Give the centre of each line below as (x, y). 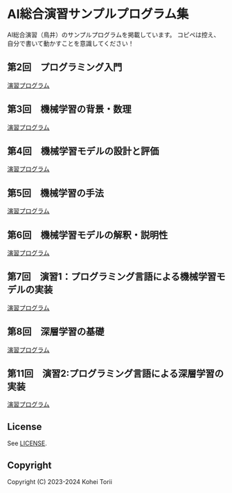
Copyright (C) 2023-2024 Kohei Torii (60, 482)
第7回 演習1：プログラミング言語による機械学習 (112, 277)
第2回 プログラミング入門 (65, 68)
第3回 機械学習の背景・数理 (69, 109)
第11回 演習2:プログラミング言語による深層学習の (115, 374)
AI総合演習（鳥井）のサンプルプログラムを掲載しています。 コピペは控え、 (114, 35)
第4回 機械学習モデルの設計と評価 (83, 151)
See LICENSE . (27, 443)
